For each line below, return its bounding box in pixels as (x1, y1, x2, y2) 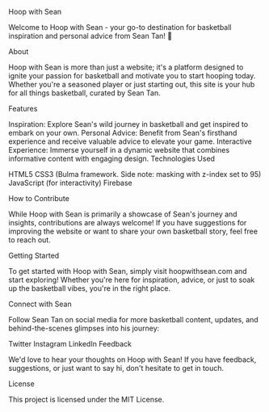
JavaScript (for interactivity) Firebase (8, 178, 133, 187)
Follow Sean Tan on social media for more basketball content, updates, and (8, 315, 258, 324)
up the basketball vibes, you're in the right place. (8, 284, 171, 293)
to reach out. (8, 235, 51, 245)
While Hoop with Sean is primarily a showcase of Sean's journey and (8, 209, 237, 219)
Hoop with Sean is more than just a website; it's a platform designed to (8, 62, 244, 72)
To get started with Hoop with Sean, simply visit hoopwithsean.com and (8, 267, 248, 275)
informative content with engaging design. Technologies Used (8, 153, 216, 163)
